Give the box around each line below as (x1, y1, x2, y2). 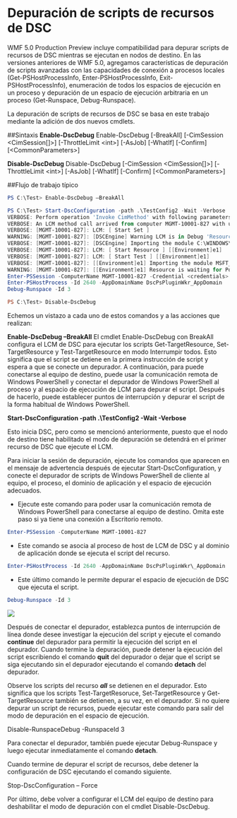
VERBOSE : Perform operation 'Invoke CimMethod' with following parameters (7, 213, 232, 220)
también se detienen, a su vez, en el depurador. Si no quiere (55, 696, 230, 704)
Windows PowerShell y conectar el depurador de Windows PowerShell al (7, 378, 220, 386)
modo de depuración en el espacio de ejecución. (7, 711, 150, 720)
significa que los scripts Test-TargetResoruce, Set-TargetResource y (7, 689, 206, 697)
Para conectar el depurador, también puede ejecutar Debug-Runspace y (7, 738, 218, 747)
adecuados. (7, 486, 42, 495)
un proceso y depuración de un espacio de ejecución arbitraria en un (7, 88, 209, 97)
